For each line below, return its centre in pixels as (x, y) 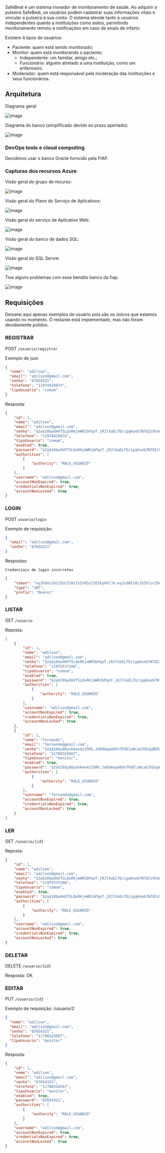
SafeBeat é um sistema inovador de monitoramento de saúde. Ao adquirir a (81, 7)
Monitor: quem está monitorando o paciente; (57, 52)
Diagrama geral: (21, 106)
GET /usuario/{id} (24, 842)
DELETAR (16, 955)
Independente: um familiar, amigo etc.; (58, 58)
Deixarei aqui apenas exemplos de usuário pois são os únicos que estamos (81, 314)
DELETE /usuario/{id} (28, 966)
